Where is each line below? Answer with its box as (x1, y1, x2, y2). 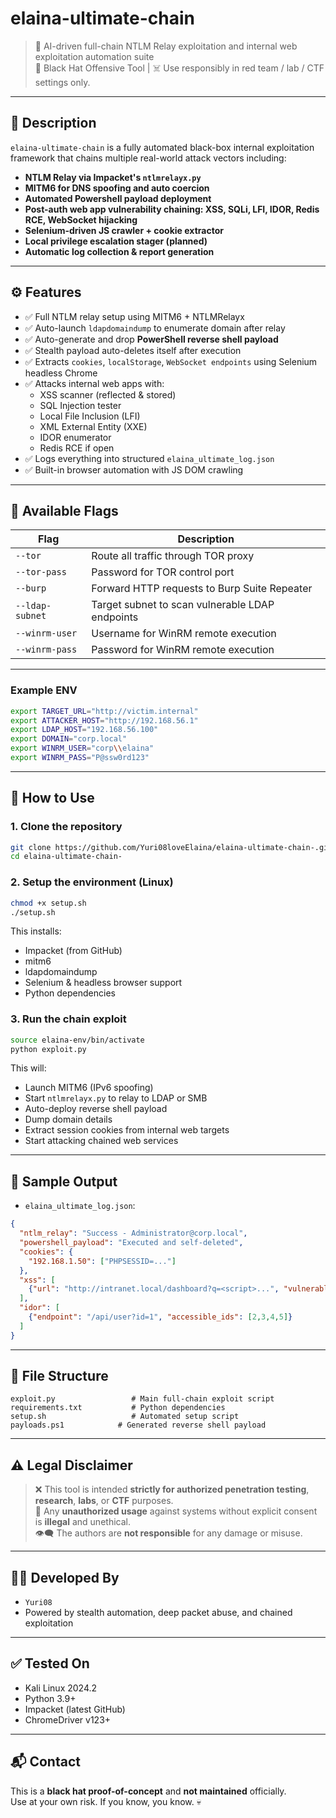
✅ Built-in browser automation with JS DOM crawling (24, 463, 244, 476)
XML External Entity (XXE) (39, 420, 148, 432)
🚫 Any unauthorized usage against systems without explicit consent (34, 1505, 318, 1517)
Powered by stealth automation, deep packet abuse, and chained (24, 1607, 293, 1619)
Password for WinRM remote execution (91, 643, 275, 657)
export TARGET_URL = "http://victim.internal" (10, 706, 199, 716)
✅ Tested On (10, 1655, 90, 1672)
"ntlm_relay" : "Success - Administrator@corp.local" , (19, 1228, 248, 1239)
